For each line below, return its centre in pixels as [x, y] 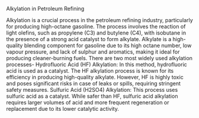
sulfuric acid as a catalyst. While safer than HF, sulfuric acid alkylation [92, 96]
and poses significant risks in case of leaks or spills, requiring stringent [94, 83]
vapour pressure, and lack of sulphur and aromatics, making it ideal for [93, 52]
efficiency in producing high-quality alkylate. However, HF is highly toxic [95, 77]
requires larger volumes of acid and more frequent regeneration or [88, 103]
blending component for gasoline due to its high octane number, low [108, 45]
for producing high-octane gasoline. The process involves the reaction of [96, 27]
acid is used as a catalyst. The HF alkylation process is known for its [90, 71]
